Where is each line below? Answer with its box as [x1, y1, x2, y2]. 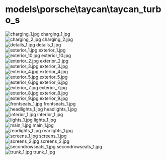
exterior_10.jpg [41, 52, 71, 59]
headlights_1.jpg [44, 106, 77, 112]
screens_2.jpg [40, 138, 69, 144]
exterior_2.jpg [40, 58, 69, 64]
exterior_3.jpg [39, 63, 68, 69]
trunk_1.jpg [33, 149, 55, 155]
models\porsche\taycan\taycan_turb [5, 4, 161, 15]
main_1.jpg [32, 122, 54, 128]
